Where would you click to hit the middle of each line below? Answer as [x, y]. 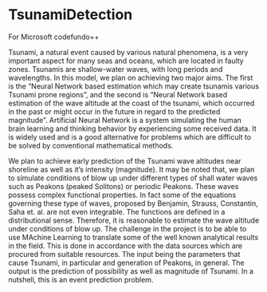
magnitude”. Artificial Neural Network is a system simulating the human [125, 120]
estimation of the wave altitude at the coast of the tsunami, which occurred [132, 103]
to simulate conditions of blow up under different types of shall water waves [133, 178]
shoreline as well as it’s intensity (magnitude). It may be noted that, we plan [132, 169]
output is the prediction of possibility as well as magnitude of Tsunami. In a [131, 271]
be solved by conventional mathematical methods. [91, 145]
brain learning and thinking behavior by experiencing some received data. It [132, 128]
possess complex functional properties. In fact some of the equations [122, 195]
